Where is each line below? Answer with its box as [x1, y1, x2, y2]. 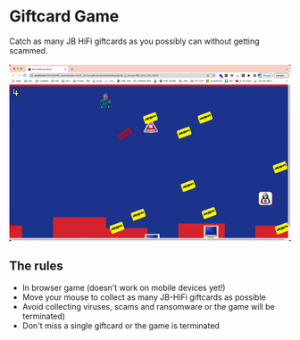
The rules [9, 259, 64, 274]
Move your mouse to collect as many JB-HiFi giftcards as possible [21, 292, 266, 303]
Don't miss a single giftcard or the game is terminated [21, 319, 221, 331]
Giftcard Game [9, 6, 120, 27]
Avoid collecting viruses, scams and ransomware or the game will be [21, 301, 275, 311]
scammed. [9, 45, 48, 55]
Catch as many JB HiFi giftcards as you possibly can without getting [9, 36, 261, 46]
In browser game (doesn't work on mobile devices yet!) [21, 282, 226, 293]
